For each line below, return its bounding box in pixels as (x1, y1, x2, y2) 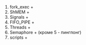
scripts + (9, 34, 28, 40)
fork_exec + (9, 4, 34, 10)
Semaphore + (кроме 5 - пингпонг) (9, 30, 82, 35)
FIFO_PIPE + (9, 19, 35, 25)
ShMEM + (9, 9, 30, 15)
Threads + (9, 24, 31, 30)
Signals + (9, 14, 29, 20)
